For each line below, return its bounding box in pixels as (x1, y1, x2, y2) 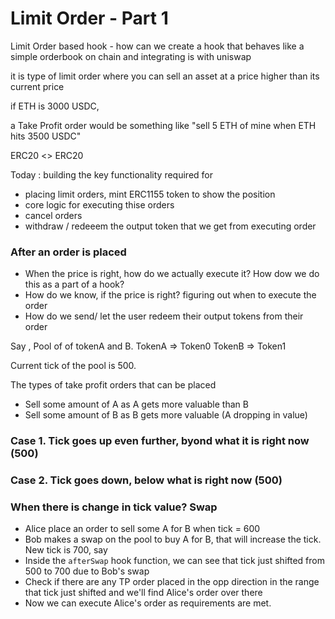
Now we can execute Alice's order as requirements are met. (24, 597, 272, 609)
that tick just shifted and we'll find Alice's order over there (24, 587, 263, 599)
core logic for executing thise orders (24, 198, 175, 211)
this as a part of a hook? (24, 278, 125, 291)
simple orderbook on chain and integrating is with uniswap (10, 50, 252, 62)
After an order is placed (10, 245, 127, 259)
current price (10, 80, 65, 92)
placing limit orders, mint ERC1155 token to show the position (24, 188, 276, 200)
